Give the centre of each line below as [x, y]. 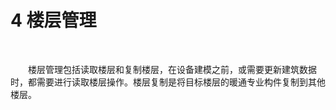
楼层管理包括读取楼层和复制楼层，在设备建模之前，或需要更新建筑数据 [172, 69]
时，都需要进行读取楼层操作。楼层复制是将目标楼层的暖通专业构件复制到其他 [168, 82]
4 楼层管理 [53, 20]
